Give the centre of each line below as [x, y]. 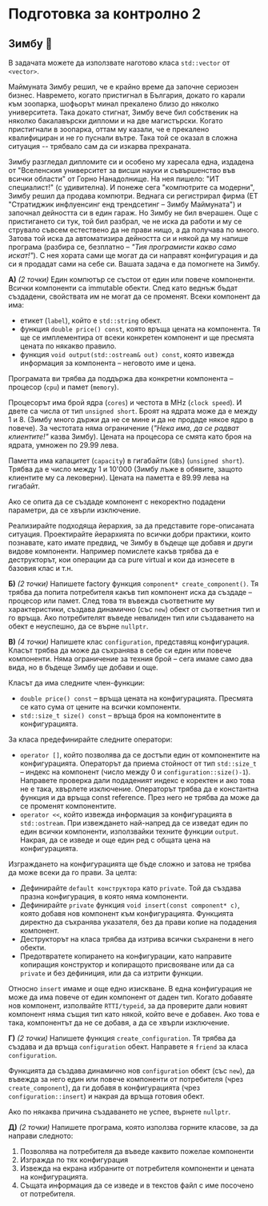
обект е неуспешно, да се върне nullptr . [78, 626]
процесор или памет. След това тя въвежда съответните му [111, 601]
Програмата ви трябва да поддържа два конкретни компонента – [121, 378]
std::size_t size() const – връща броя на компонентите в [120, 715]
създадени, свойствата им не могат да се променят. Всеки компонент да [134, 296]
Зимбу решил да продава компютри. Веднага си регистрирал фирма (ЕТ [133, 196]
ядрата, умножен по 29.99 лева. [64, 445]
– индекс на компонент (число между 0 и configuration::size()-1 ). [135, 772]
